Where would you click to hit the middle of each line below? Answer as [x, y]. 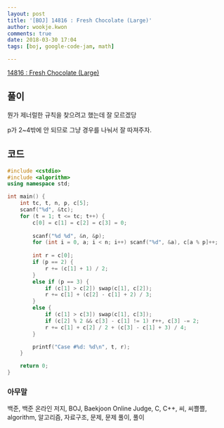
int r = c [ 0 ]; [53, 256]
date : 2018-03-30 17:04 [42, 40]
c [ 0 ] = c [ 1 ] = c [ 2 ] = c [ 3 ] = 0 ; [80, 222]
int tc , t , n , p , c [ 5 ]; [55, 203]
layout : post [26, 14]
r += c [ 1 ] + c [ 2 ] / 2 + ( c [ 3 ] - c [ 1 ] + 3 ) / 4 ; [116, 327]
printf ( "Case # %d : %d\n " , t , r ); [81, 347]
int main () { [26, 197]
